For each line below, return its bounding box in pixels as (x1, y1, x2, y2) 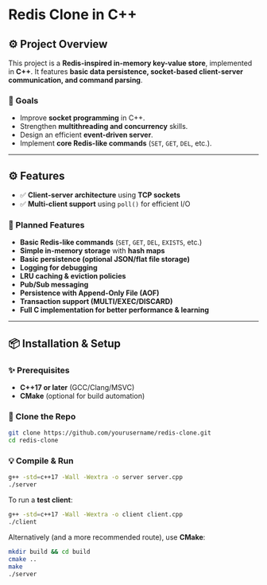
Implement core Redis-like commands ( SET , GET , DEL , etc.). (19, 138, 212, 148)
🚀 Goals (8, 95, 39, 106)
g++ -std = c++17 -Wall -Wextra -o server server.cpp (8, 474, 183, 482)
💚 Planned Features (8, 220, 85, 231)
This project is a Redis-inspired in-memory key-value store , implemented (8, 58, 253, 68)
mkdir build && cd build (8, 548, 91, 556)
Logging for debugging (19, 263, 98, 272)
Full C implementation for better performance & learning (19, 305, 209, 315)
